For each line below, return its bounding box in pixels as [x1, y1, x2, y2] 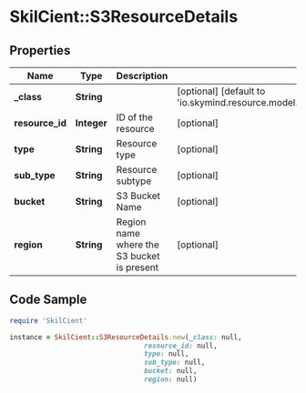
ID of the [116, 111, 153, 124]
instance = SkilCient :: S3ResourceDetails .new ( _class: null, [9, 332, 243, 342]
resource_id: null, [144, 341, 219, 350]
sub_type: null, [144, 358, 206, 368]
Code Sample [9, 292, 87, 307]
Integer [75, 116, 107, 129]
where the [116, 238, 159, 251]
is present [116, 261, 159, 274]
